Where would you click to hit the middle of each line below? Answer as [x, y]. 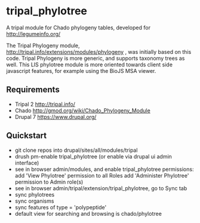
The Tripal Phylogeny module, [43, 45]
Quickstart [27, 136]
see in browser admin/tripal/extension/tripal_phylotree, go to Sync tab [101, 188]
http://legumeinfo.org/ [33, 33]
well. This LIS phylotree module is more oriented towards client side [90, 65]
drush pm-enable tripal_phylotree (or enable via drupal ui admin [93, 156]
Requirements [33, 90]
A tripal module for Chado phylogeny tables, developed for [79, 28]
